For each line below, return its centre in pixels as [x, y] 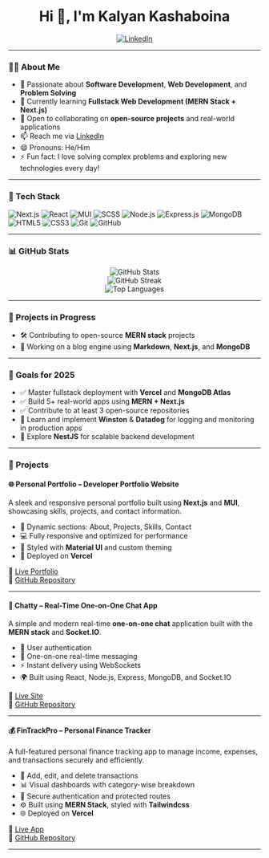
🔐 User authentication [56, 647]
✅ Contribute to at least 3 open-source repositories [104, 411]
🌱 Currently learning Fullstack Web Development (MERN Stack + [128, 102]
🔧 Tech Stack [34, 197]
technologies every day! [60, 169]
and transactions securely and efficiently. [76, 760]
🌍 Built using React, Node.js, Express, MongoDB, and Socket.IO [126, 677]
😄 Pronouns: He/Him [55, 148]
